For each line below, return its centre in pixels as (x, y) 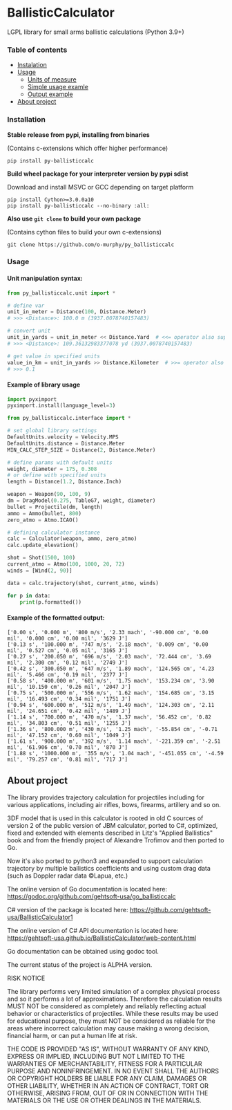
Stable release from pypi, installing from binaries (78, 135)
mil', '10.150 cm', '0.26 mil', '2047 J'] (69, 687)
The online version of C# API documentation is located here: (93, 930)
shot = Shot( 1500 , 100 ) (41, 558)
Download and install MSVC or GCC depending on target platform (100, 187)
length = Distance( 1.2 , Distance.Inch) (65, 482)
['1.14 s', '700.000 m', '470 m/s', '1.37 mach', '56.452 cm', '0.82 (109, 717)
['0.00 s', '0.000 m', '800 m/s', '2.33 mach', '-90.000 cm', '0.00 (108, 632)
